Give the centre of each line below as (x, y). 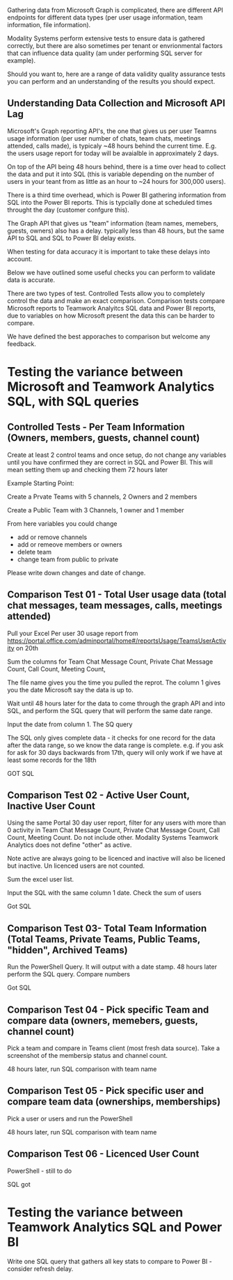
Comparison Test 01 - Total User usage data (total (117, 595)
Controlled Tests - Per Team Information (96, 427)
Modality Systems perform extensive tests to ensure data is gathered (106, 38)
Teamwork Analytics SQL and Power (115, 1227)
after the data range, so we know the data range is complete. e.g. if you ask (115, 745)
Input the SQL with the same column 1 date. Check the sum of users (104, 893)
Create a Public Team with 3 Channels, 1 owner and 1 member (96, 510)
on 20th (27, 648)
